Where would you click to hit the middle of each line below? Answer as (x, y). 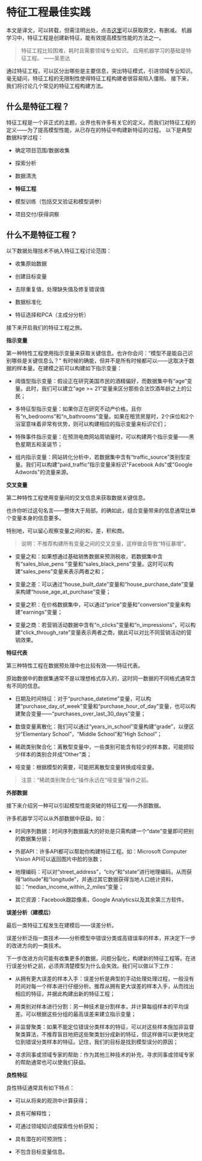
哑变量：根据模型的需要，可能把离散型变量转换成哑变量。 (86, 767)
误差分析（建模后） (30, 912)
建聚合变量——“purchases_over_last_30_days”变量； (80, 714)
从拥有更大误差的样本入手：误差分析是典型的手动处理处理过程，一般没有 (104, 979)
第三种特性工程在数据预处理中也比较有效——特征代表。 (75, 665)
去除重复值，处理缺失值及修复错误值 (60, 289)
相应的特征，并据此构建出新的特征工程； (65, 994)
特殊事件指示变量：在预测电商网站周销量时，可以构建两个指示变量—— (102, 437)
